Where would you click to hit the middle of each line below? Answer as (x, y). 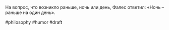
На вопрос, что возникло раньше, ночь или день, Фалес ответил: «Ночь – (85, 7)
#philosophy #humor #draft (34, 22)
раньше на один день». (30, 12)
